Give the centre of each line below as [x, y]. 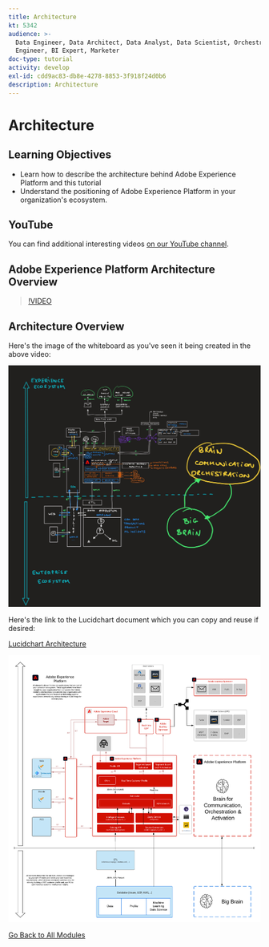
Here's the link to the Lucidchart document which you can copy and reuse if [133, 619]
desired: [22, 628]
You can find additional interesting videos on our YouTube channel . [119, 244]
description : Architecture [53, 84]
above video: [30, 354]
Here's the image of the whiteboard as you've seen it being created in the [129, 346]
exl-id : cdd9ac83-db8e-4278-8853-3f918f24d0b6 [87, 76]
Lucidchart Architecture [47, 643]
